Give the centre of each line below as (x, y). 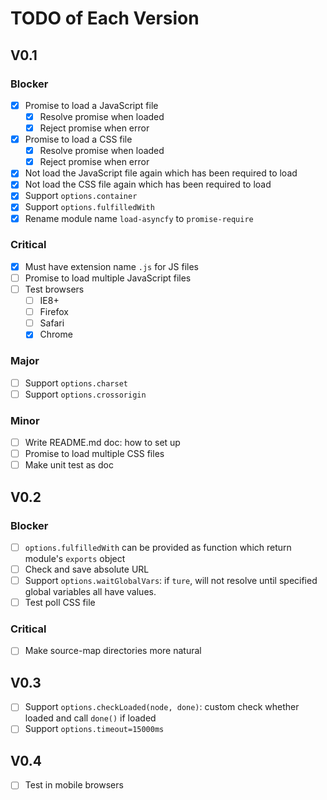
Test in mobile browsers (74, 785)
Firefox (54, 312)
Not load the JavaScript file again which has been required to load (161, 173)
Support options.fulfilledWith (89, 207)
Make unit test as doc (69, 465)
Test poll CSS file (60, 603)
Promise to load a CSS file (78, 139)
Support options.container (81, 196)
